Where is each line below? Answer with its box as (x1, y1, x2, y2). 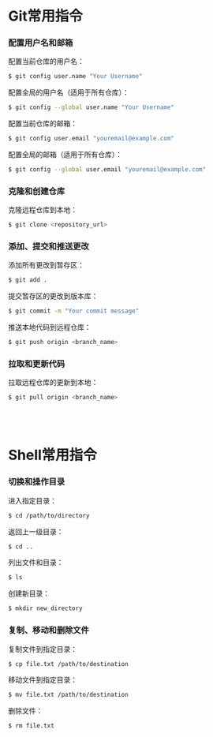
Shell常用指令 (8, 447, 97, 464)
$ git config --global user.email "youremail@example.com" (8, 166, 207, 174)
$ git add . (8, 276, 47, 284)
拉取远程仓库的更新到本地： (8, 378, 99, 387)
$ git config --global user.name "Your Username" (8, 103, 175, 111)
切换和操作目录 (8, 477, 65, 488)
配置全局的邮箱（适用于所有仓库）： (8, 150, 122, 159)
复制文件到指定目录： (8, 644, 77, 653)
